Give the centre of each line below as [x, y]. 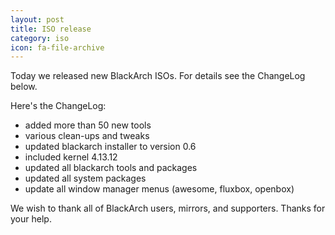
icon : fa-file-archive [57, 47]
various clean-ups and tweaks [87, 136]
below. [24, 87]
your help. [31, 219]
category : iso [40, 38]
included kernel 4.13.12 [71, 157]
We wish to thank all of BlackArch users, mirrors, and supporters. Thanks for [168, 208]
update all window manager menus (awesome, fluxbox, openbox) [159, 189]
